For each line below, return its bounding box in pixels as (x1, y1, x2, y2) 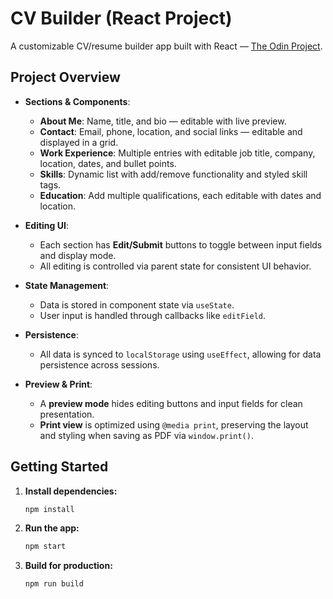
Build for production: (24, 560, 113, 572)
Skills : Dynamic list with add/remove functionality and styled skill (39, 168, 308, 180)
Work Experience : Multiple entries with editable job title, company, (39, 147, 316, 159)
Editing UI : (24, 219, 69, 231)
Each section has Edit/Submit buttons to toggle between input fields (39, 238, 323, 251)
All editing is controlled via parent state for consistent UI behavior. (39, 260, 312, 272)
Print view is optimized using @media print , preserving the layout (39, 418, 309, 431)
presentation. (39, 408, 95, 420)
